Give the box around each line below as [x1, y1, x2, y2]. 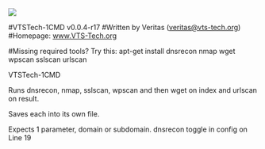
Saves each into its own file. [8, 109, 100, 118]
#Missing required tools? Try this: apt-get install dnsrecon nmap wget [8, 47, 236, 55]
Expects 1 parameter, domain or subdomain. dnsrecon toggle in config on [8, 124, 248, 134]
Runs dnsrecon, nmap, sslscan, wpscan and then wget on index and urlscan [8, 86, 258, 94]
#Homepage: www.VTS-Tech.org [8, 31, 117, 40]
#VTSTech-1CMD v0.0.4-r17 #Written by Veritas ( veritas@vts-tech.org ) [8, 23, 241, 32]
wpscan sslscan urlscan [8, 55, 87, 64]
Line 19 [8, 133, 32, 142]
